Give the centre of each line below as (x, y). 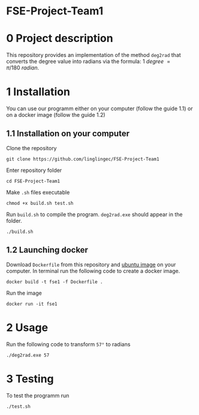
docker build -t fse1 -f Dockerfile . (55, 282)
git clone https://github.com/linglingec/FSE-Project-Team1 (83, 159)
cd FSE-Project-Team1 (33, 181)
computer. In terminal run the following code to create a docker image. (93, 271)
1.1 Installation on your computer (68, 134)
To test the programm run (38, 395)
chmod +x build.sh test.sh (40, 203)
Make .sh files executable (38, 192)
